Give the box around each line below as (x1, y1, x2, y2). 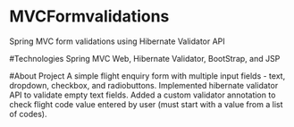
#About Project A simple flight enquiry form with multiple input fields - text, (9, 70, 286, 81)
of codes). (9, 108, 47, 119)
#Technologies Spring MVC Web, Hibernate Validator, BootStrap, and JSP (9, 53, 281, 63)
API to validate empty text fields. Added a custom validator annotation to (9, 89, 276, 100)
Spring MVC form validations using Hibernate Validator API (9, 36, 225, 47)
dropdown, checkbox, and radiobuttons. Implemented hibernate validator (9, 80, 279, 90)
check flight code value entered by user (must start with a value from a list (9, 98, 283, 109)
